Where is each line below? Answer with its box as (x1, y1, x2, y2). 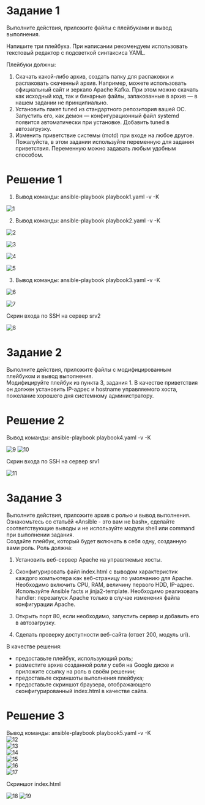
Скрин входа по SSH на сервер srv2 (6, 312, 101, 320)
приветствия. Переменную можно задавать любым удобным (15, 144, 176, 152)
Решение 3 (6, 709, 65, 723)
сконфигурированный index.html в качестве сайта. (15, 687, 148, 694)
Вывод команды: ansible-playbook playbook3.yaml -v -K (15, 276, 160, 283)
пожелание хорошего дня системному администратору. (6, 391, 154, 399)
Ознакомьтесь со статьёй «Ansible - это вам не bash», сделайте (6, 517, 175, 525)
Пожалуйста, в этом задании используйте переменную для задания (15, 138, 195, 145)
